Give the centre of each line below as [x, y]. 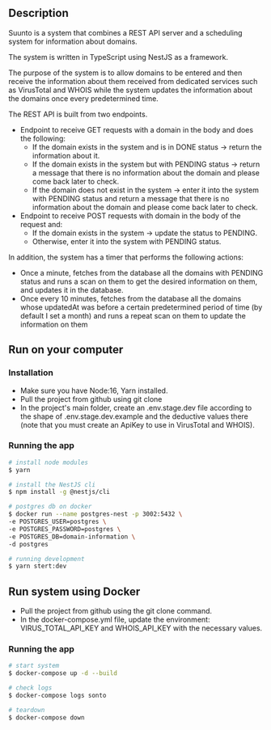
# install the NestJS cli [52, 484]
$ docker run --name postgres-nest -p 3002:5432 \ [95, 514]
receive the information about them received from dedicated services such [133, 81]
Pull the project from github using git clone [91, 399]
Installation [31, 373]
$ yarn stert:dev [38, 566]
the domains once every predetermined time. [84, 98]
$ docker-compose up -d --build [63, 673]
